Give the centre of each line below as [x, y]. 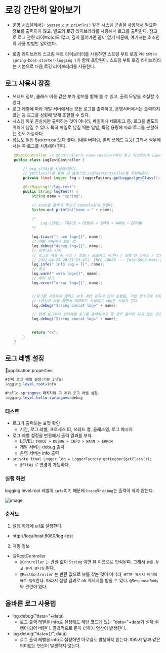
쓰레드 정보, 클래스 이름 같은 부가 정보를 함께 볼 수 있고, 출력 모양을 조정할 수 [86, 96]
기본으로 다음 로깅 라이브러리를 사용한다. [57, 66]
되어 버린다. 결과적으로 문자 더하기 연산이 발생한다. [78, 628]
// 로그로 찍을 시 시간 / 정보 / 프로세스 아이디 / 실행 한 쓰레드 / [93, 255]
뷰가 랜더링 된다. [40, 568]
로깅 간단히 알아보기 [43, 10]
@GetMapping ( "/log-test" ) [50, 187]
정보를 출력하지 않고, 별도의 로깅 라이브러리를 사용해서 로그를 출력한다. [80, 31]
